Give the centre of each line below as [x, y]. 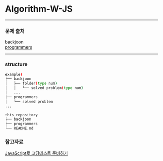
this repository [21, 115]
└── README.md [19, 128]
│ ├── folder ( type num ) [31, 84]
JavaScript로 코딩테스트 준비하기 [36, 153]
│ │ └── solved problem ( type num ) [44, 88]
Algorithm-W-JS [39, 9]
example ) [14, 74]
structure [16, 64]
